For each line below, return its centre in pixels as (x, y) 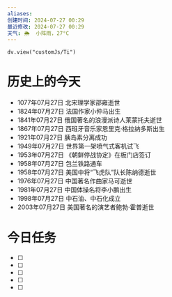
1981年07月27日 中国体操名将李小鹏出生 (75, 190)
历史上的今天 (44, 82)
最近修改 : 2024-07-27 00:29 (46, 26)
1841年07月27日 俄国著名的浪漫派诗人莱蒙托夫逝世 (89, 120)
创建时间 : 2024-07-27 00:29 (46, 20)
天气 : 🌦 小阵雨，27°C (38, 33)
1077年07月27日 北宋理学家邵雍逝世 (69, 102)
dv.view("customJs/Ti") (42, 52)
